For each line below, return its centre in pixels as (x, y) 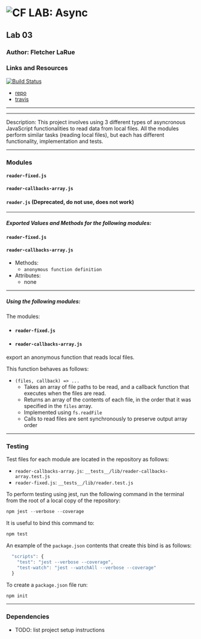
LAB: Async (58, 13)
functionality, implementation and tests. (55, 141)
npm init (17, 596)
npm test (17, 534)
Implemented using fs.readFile (63, 412)
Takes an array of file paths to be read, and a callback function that (106, 387)
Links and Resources (37, 68)
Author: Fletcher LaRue (41, 52)
